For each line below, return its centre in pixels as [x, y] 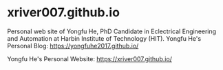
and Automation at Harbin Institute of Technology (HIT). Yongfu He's [104, 38]
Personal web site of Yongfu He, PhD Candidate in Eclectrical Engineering [112, 31]
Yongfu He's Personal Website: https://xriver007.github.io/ [89, 58]
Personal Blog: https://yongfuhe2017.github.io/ [73, 46]
